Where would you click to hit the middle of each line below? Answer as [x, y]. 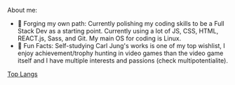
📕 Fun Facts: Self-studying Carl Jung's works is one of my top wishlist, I [121, 46]
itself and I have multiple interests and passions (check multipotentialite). [122, 61]
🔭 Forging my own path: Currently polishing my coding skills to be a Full [121, 23]
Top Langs [22, 74]
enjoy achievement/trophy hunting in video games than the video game [120, 53]
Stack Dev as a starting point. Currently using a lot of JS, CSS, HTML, [118, 31]
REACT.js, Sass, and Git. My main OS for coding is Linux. [99, 38]
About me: [22, 10]
